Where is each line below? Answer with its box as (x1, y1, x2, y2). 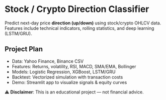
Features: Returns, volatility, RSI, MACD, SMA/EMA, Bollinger (11, 63, 136, 69)
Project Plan (4, 45, 43, 53)
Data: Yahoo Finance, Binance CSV (11, 58, 84, 64)
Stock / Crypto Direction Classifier (4, 3, 150, 15)
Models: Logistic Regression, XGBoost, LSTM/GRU (11, 69, 116, 75)
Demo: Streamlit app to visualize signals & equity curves (11, 79, 127, 85)
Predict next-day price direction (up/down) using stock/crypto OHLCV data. (4, 20, 162, 26)
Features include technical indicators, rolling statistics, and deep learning (4, 25, 155, 31)
